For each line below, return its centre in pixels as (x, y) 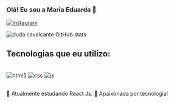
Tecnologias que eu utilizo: (58, 54)
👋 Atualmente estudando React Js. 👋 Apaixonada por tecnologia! (87, 93)
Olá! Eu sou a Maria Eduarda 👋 (51, 10)
